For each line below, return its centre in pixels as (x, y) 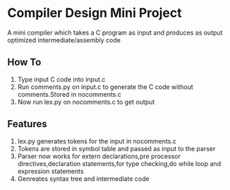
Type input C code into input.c (61, 79)
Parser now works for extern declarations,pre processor (99, 156)
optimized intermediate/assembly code (64, 40)
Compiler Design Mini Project (95, 13)
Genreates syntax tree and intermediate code (83, 179)
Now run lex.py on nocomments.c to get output (86, 102)
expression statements (50, 171)
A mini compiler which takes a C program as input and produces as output (115, 32)
